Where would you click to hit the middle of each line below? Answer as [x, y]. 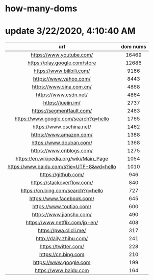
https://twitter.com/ [62, 247]
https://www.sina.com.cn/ [62, 87]
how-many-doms [41, 9]
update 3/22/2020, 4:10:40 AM [70, 31]
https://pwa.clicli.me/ [62, 230]
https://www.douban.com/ [62, 143]
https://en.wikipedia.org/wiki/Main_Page [62, 159]
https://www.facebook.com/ [62, 198]
